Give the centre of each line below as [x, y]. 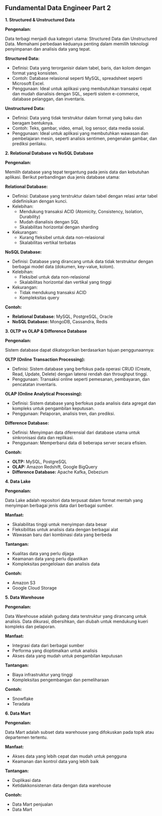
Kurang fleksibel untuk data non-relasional [62, 237]
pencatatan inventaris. [35, 384]
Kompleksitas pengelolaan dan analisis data [56, 564]
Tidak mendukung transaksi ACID [53, 292]
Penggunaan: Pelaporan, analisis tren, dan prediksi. [63, 413]
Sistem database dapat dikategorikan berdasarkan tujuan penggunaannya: [80, 350]
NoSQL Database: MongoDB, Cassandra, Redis [60, 321]
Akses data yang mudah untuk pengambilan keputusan [67, 656]
